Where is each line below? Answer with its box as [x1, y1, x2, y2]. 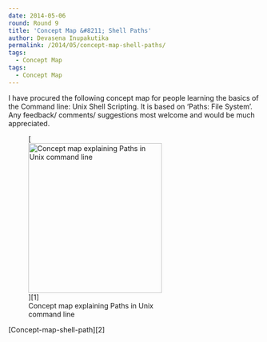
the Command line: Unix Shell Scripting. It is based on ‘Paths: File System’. [8, 101, 253, 111]
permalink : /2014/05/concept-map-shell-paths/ [8, 42, 166, 50]
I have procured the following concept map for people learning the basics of [8, 93, 259, 102]
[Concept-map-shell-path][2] [8, 324, 106, 334]
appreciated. [8, 118, 50, 128]
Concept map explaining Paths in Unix [28, 300, 154, 310]
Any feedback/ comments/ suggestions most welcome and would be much [8, 109, 255, 120]
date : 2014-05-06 [8, 11, 66, 20]
